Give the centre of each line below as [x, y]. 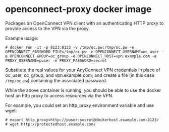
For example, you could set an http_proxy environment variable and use [80, 105]
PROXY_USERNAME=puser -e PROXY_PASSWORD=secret [56, 60]
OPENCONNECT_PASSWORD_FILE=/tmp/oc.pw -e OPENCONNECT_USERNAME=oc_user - [84, 52]
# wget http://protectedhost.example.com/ [50, 124]
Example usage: [22, 38]
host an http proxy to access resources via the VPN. [59, 95]
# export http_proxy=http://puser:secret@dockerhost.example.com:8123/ [82, 120]
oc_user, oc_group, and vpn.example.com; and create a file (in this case [80, 75]
